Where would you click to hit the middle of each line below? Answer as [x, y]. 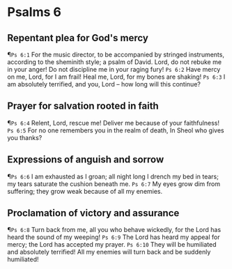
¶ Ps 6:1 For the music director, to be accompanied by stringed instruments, [116, 54]
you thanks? [25, 137]
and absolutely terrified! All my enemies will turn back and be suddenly [109, 252]
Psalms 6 [34, 12]
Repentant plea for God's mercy [78, 38]
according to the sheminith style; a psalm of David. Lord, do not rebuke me [114, 62]
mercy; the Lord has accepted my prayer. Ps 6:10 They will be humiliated [112, 245]
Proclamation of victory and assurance [93, 213]
